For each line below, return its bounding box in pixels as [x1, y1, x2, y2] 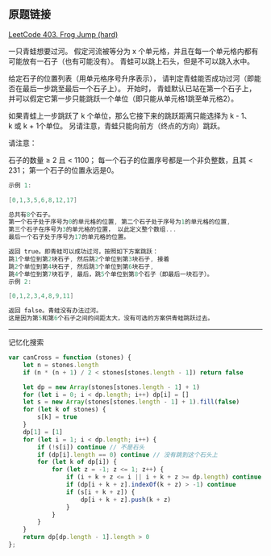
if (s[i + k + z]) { [65, 487, 135, 496]
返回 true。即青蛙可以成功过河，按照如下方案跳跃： [8, 248, 159, 256]
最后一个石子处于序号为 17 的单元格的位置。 [8, 233, 131, 241]
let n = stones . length [23, 361, 99, 369]
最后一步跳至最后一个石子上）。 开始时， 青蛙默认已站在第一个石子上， [22, 83, 256, 93]
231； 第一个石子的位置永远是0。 [8, 165, 119, 175]
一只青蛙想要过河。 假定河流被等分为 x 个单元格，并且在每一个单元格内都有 [8, 46, 259, 56]
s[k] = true [37, 413, 78, 421]
